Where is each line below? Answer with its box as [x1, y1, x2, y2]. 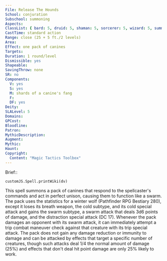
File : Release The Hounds [5, 7, 59, 12]
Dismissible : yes [5, 58, 41, 63]
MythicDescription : [5, 132, 46, 137]
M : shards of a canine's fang [9, 91, 72, 96]
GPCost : [5, 118, 21, 124]
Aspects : [5, 21, 23, 26]
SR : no [5, 72, 19, 77]
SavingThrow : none [5, 68, 43, 73]
